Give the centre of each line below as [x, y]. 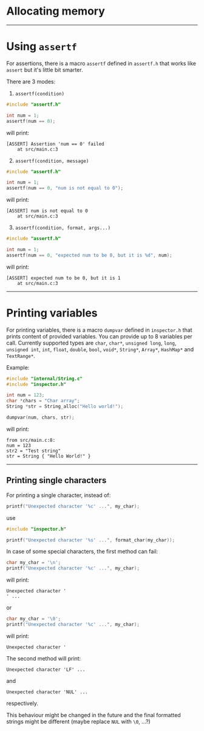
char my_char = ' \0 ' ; [34, 619]
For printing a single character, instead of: [59, 495]
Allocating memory [56, 11]
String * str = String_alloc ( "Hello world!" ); [65, 407]
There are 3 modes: [31, 81]
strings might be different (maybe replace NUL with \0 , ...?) [78, 721]
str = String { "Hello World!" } [49, 456]
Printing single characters [56, 480]
